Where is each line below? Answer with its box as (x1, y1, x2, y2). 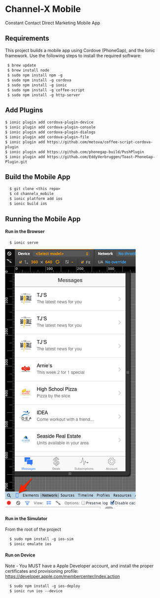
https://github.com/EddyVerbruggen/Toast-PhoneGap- (47, 154, 155, 159)
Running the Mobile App (5, 214, 81, 223)
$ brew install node (7, 68, 50, 73)
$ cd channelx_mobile (9, 192, 54, 197)
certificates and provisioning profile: (5, 568, 79, 574)
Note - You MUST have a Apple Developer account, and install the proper (5, 563, 154, 569)
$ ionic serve (9, 240, 38, 245)
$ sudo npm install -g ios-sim (9, 537, 74, 542)
